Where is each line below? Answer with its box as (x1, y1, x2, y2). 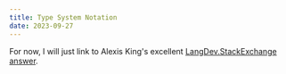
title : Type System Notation (9, 12, 118, 22)
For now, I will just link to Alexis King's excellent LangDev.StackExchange (9, 45, 278, 56)
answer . (9, 55, 38, 66)
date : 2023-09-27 (9, 21, 74, 30)
